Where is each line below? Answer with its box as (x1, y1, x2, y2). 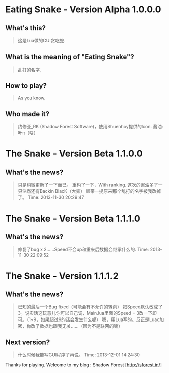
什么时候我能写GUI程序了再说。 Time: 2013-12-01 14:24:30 (17, 352, 140, 358)
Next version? (5, 338, 50, 346)
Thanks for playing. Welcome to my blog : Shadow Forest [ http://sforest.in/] (5, 362, 162, 368)
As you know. (17, 95, 46, 101)
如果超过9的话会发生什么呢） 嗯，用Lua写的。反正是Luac (40, 316, 160, 323)
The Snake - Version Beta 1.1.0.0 (5, 148, 143, 159)
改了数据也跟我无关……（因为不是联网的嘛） (31, 323, 123, 329)
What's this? (5, 24, 46, 32)
